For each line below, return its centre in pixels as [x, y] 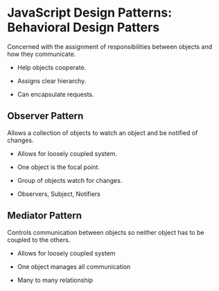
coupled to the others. [39, 240]
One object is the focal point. [59, 167]
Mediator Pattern [44, 216]
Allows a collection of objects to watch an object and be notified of [103, 132]
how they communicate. [42, 54]
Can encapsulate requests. [56, 94]
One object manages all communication [74, 266]
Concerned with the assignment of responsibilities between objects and [110, 46]
